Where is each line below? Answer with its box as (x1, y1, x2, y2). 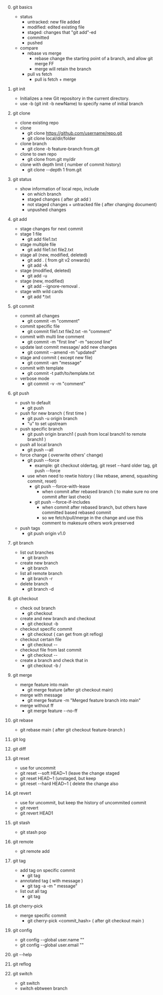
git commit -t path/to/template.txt (27, 370, 95, 376)
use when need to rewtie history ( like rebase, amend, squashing (27, 473, 158, 479)
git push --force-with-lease (34, 483, 90, 489)
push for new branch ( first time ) (20, 410, 87, 416)
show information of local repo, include (20, 186, 99, 191)
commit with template (20, 365, 64, 371)
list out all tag (20, 888, 47, 894)
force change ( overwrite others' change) (20, 452, 103, 458)
